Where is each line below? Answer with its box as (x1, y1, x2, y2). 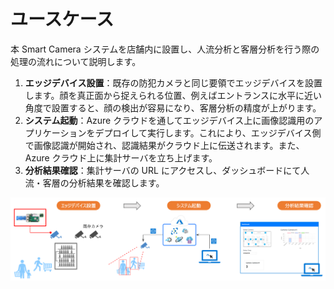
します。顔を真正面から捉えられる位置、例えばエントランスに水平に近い (24, 89, 323, 101)
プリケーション (24, 126, 87, 139)
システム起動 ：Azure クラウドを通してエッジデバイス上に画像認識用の (24, 114, 315, 126)
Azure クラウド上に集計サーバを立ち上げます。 (24, 151, 218, 164)
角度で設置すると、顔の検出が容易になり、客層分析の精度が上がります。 (24, 101, 322, 114)
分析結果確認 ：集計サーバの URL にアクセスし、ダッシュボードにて (24, 164, 302, 176)
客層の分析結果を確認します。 (42, 176, 165, 189)
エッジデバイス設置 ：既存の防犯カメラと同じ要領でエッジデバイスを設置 (24, 76, 323, 89)
